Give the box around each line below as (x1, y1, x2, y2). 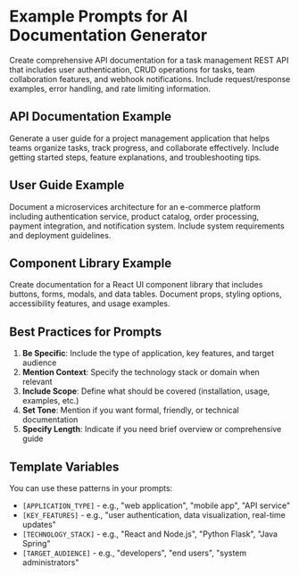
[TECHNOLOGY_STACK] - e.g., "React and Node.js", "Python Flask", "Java (21, 529, 278, 539)
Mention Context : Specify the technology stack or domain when (21, 367, 261, 378)
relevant (21, 377, 53, 387)
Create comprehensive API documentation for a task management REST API (9, 54, 289, 65)
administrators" (21, 557, 79, 568)
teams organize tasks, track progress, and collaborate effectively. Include (9, 142, 279, 153)
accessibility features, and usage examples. (9, 298, 170, 309)
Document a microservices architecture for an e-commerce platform (9, 201, 262, 212)
